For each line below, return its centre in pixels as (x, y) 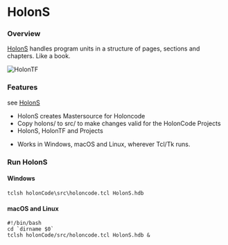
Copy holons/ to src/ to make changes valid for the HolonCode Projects (119, 123)
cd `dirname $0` (30, 229)
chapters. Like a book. (39, 56)
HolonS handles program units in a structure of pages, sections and (104, 48)
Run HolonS (27, 162)
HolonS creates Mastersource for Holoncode (81, 116)
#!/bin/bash (24, 223)
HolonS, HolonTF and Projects (60, 130)
